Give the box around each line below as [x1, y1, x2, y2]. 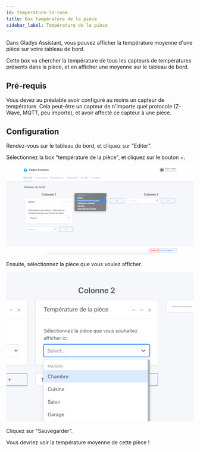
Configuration [6, 126, 60, 136]
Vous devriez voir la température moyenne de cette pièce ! [6, 439, 150, 446]
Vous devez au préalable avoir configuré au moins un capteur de [6, 96, 165, 104]
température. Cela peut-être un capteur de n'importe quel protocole [6, 103, 173, 110]
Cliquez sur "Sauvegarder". [6, 428, 73, 435]
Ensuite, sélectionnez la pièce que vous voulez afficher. [6, 261, 143, 268]
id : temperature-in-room [6, 10, 68, 15]
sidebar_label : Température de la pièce [6, 22, 108, 28]
